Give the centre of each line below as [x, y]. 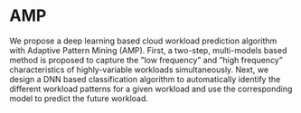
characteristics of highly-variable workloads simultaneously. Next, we [139, 70]
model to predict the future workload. [79, 98]
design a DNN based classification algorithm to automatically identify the [145, 79]
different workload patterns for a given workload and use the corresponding [151, 89]
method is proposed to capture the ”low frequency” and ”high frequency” [146, 60]
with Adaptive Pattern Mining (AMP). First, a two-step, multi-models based [148, 50]
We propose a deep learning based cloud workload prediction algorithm [143, 41]
